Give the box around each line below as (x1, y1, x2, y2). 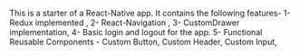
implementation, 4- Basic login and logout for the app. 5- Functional (9, 27, 263, 37)
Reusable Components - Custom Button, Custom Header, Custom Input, (9, 36, 278, 47)
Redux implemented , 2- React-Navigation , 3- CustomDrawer (9, 17, 240, 28)
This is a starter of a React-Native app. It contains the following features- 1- (9, 8, 292, 18)
